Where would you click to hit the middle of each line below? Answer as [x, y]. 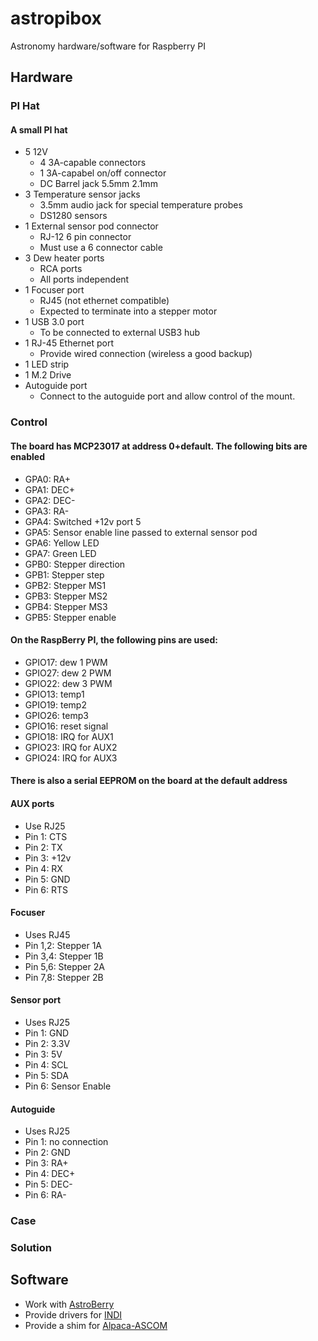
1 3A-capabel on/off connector [103, 173]
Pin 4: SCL [46, 1064]
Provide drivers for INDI [73, 1314]
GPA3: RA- [47, 511]
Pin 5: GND [47, 879]
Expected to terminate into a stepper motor [128, 311]
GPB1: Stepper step [64, 574]
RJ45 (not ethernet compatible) [104, 301]
